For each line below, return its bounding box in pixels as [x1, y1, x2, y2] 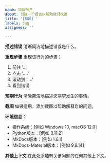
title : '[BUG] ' [5, 16, 38, 21]
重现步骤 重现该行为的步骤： [5, 54, 62, 60]
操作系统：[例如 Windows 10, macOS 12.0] [12, 124, 97, 130]
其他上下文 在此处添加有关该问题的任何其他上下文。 [5, 153, 109, 159]
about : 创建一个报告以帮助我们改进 [5, 12, 68, 17]
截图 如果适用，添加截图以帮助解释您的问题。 [5, 103, 96, 109]
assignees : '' [5, 25, 34, 30]
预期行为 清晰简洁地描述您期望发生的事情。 [5, 93, 92, 99]
